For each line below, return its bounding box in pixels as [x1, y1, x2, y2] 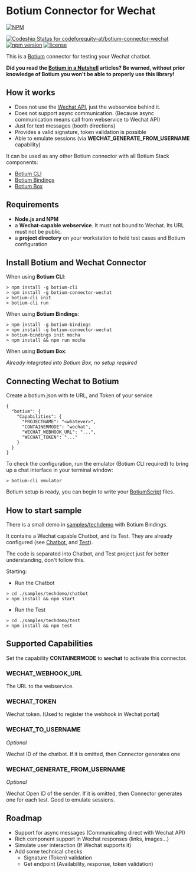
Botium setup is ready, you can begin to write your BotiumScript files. [6, 488, 175, 495]
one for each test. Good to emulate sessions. [6, 796, 115, 803]
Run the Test [14, 606, 46, 613]
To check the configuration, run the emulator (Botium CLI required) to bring [6, 460, 189, 467]
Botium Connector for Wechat [6, 4, 156, 18]
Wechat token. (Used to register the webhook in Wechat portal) [6, 711, 160, 718]
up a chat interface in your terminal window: [6, 466, 113, 473]
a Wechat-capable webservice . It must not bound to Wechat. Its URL [14, 221, 184, 228]
